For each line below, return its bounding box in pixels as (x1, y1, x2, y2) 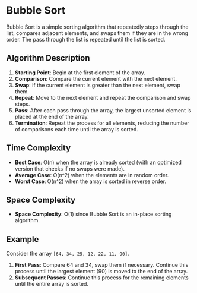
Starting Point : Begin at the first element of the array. (14, 69, 145, 76)
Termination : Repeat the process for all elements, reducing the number (14, 119, 190, 127)
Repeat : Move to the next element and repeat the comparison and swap (14, 94, 191, 101)
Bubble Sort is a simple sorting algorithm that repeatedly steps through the (6, 23, 189, 30)
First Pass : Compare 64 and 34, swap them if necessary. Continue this (14, 262, 189, 269)
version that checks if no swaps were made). (14, 165, 125, 172)
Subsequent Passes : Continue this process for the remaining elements (14, 274, 189, 281)
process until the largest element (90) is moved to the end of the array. (14, 268, 188, 275)
